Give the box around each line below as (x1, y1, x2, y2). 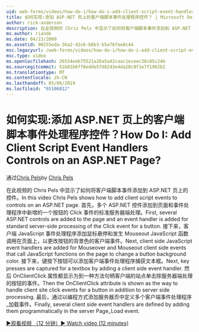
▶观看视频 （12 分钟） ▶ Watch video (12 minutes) (6, 320, 129, 327)
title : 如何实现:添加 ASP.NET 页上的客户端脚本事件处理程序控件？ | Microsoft (6, 14, 185, 20)
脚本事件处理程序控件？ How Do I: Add (6, 128, 191, 142)
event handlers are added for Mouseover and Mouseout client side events (6, 244, 187, 251)
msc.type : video (6, 53, 46, 59)
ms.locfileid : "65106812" (6, 86, 70, 92)
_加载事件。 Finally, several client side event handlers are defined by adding (6, 301, 190, 308)
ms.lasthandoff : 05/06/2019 (6, 81, 76, 87)
